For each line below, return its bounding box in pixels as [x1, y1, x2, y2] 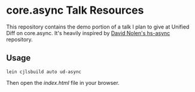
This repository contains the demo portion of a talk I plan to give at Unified [6, 23, 190, 30]
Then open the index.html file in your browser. [6, 79, 120, 86]
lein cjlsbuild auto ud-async [6, 69, 82, 75]
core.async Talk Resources [6, 4, 144, 17]
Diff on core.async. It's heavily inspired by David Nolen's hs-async [6, 29, 170, 36]
